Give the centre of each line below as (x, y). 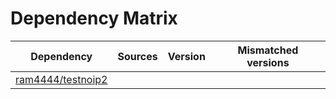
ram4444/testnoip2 (61, 79)
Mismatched (268, 50)
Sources (137, 56)
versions (268, 62)
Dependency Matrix (94, 18)
